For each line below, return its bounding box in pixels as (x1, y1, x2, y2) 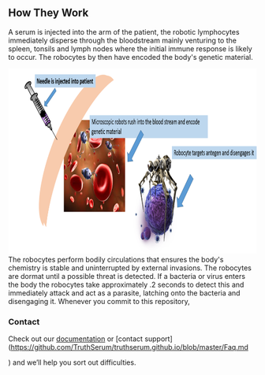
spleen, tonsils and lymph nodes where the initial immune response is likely (8, 43, 252, 54)
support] (144, 334, 174, 343)
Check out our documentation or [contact (8, 334, 144, 343)
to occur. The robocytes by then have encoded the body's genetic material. (8, 52, 254, 61)
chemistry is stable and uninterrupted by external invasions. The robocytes (8, 263, 252, 273)
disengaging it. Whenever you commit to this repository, (8, 296, 191, 306)
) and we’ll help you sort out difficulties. (8, 358, 136, 367)
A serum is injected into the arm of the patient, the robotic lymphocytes (8, 27, 240, 36)
